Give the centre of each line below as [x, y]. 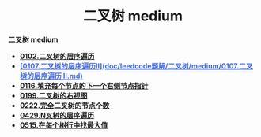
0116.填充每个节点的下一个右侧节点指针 [84, 85]
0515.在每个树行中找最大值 [64, 125]
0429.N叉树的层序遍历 [57, 115]
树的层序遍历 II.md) [51, 76]
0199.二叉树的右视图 [53, 95]
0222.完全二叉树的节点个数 [64, 105]
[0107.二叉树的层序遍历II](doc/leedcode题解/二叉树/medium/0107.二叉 [136, 66]
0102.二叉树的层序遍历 [57, 56]
